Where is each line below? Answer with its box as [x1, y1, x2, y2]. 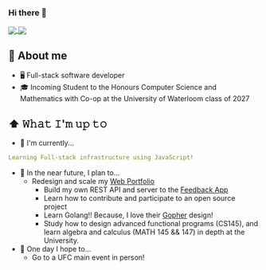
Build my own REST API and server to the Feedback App [43, 185, 229, 194]
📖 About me [8, 49, 68, 62]
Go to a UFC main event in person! [31, 252, 145, 262]
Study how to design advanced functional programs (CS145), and [43, 218, 259, 228]
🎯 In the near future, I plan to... [19, 167, 120, 178]
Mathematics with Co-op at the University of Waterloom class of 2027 [19, 94, 250, 104]
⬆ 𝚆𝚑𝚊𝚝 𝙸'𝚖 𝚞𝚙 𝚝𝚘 [8, 117, 108, 131]
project [43, 202, 68, 211]
